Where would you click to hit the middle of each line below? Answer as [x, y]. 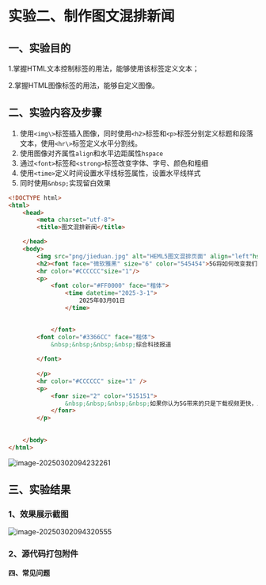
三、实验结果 [40, 489]
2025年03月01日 [102, 301]
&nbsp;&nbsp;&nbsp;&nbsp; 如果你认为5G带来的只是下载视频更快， [161, 403]
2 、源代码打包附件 [44, 554]
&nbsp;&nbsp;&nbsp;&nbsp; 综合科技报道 [111, 344]
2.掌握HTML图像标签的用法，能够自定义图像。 [84, 85]
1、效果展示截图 [38, 514]
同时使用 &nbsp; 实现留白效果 [65, 182]
